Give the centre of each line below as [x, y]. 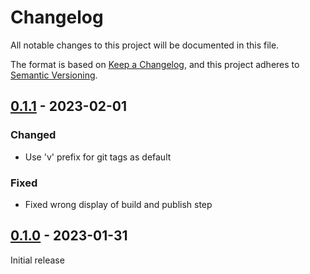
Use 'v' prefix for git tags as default [98, 157]
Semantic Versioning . [54, 75]
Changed [33, 135]
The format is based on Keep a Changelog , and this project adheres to [155, 64]
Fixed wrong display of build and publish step [118, 204]
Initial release [37, 260]
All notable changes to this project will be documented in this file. [145, 45]
